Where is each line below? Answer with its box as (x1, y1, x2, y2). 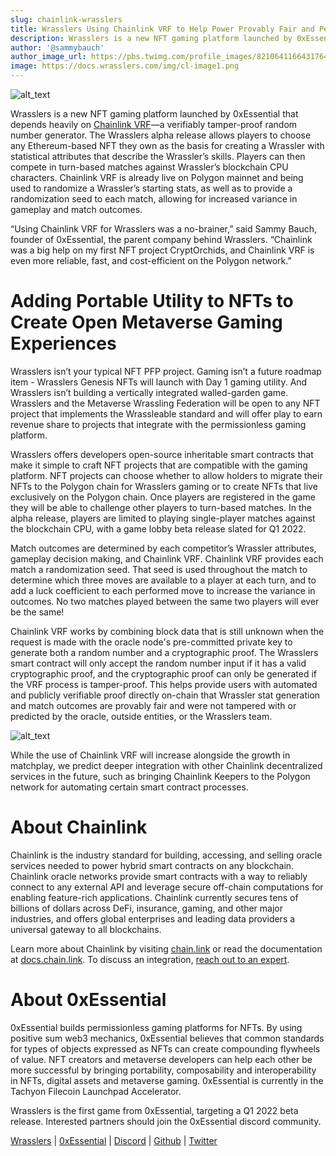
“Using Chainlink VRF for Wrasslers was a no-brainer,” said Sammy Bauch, (10, 223, 318, 235)
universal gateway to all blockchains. (10, 923, 162, 935)
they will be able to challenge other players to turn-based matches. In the (10, 501, 312, 513)
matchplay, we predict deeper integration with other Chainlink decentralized (10, 759, 323, 771)
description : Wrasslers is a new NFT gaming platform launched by (10, 33, 293, 43)
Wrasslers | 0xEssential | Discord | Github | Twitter (10, 1134, 218, 1146)
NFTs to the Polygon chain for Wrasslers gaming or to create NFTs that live (10, 480, 318, 492)
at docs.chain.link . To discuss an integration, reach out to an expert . (10, 953, 290, 965)
